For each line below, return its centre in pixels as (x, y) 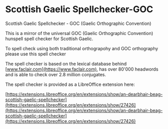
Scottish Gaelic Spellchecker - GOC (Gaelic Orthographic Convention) (78, 23)
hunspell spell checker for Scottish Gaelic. (49, 39)
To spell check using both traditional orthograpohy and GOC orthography (82, 48)
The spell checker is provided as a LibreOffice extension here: (70, 84)
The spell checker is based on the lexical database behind (66, 63)
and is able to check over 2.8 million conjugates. (56, 74)
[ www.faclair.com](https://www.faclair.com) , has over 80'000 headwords (82, 69)
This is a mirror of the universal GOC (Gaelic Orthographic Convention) (79, 33)
